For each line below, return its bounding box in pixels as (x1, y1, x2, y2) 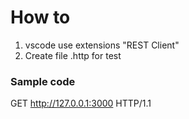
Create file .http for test (24, 49, 122, 61)
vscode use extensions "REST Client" (24, 39, 180, 51)
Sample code (10, 74, 76, 88)
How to (10, 6, 71, 29)
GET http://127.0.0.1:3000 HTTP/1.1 (10, 97, 152, 110)
